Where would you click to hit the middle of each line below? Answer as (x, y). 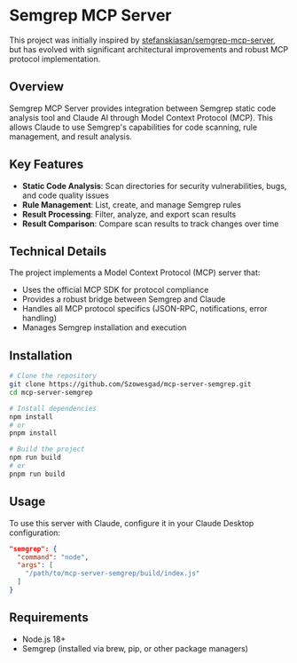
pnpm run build (37, 474)
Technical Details (58, 251)
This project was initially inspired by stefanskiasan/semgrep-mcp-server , (143, 40)
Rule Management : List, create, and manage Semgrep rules (132, 204)
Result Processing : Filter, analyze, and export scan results (129, 214)
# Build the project (47, 449)
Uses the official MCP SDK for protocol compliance (115, 290)
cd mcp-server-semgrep (51, 392)
